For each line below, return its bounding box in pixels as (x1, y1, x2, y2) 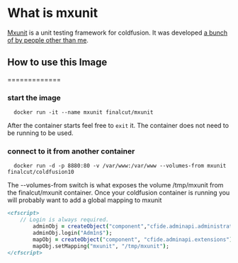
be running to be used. (7, 129, 74, 137)
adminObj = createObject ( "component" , (33, 223, 147, 230)
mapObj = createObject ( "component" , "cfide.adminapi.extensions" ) (33, 235, 233, 243)
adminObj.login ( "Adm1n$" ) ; (33, 229, 113, 236)
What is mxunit (7, 5, 98, 21)
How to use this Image (7, 57, 108, 69)
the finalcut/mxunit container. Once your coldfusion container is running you (7, 189, 230, 197)
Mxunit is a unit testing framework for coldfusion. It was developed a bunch (7, 28, 228, 37)
